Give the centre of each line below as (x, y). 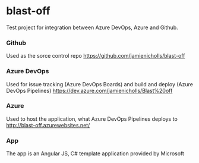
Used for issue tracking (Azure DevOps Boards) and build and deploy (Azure (99, 84)
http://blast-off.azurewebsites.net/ (48, 125)
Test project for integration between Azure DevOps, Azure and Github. (92, 27)
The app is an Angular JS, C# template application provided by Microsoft (95, 153)
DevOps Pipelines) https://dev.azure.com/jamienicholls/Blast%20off (89, 90)
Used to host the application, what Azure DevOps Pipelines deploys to (92, 119)
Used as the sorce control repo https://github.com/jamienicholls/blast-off (96, 56)
